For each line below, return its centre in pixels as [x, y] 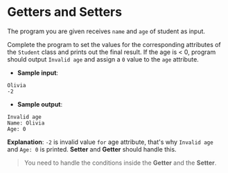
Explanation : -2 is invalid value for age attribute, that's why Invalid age [110, 142]
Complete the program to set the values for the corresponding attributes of [114, 44]
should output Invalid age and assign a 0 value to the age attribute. [103, 59]
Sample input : [38, 73]
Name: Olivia [26, 123]
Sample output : [40, 104]
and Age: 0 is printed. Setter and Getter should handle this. [92, 149]
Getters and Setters [65, 12]
